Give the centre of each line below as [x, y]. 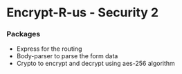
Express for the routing [49, 49]
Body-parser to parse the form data [67, 56]
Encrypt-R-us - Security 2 [83, 13]
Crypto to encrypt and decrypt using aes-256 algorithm [96, 64]
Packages [24, 34]
